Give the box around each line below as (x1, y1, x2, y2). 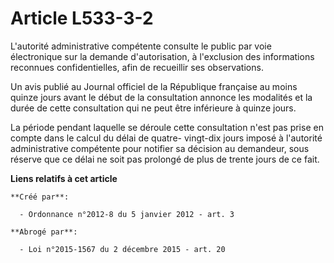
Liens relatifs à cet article (10, 172, 118, 184)
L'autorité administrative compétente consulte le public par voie (10, 40, 272, 52)
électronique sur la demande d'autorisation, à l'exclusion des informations (10, 50, 315, 62)
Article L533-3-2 (10, 7, 154, 30)
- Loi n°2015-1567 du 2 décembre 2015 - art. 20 (19, 244, 226, 254)
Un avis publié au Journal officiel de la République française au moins (10, 80, 298, 92)
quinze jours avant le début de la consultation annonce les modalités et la (10, 91, 313, 103)
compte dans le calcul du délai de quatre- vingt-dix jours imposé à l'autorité (10, 132, 323, 144)
